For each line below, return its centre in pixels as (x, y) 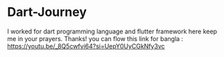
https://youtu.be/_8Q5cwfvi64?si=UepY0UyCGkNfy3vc (86, 46)
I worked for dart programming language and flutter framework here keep (112, 31)
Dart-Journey (47, 12)
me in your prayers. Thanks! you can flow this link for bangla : (95, 38)
